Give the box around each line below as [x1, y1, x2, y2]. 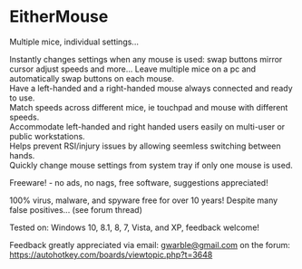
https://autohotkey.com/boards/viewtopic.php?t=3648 [9, 249, 213, 260]
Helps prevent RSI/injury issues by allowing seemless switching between [9, 140, 281, 151]
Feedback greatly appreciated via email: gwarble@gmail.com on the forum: [9, 239, 290, 250]
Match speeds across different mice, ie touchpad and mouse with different [9, 101, 288, 112]
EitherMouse [9, 6, 109, 27]
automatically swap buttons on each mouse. [9, 72, 175, 83]
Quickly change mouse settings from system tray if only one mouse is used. [9, 159, 293, 170]
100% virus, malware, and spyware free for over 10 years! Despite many [9, 195, 278, 206]
